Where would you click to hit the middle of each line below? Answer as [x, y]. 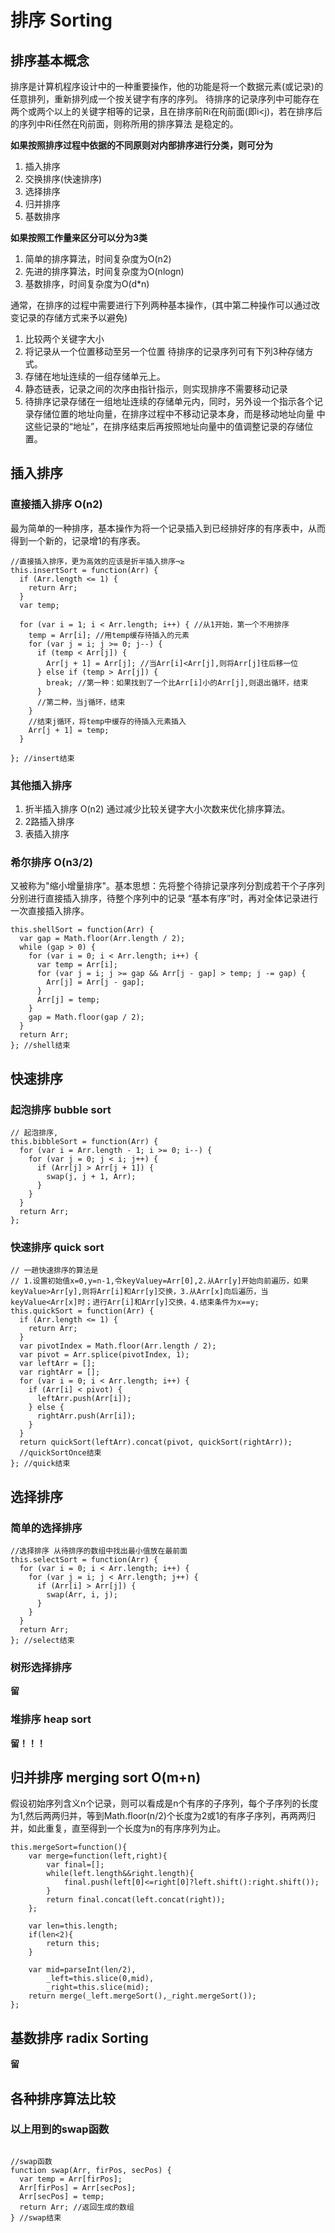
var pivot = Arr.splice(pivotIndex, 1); [104, 1355]
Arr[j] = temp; [68, 1000]
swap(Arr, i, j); [82, 1594]
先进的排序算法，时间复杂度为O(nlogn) [104, 271]
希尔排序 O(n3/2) [51, 862]
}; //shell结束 [40, 1046]
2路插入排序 [49, 821]
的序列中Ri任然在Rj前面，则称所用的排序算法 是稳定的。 [124, 124]
